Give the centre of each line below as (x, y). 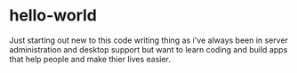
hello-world (53, 16)
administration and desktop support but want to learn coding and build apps (148, 49)
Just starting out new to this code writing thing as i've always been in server (149, 40)
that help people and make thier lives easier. (90, 59)
